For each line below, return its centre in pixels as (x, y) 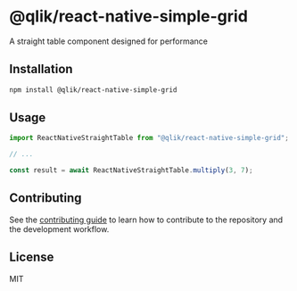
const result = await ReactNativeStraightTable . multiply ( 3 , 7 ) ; (131, 170)
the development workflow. (59, 229)
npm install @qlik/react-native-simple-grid (93, 90)
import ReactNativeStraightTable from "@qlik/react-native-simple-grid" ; (149, 138)
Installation (41, 69)
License (32, 258)
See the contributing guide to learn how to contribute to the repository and (146, 220)
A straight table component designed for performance (108, 41)
